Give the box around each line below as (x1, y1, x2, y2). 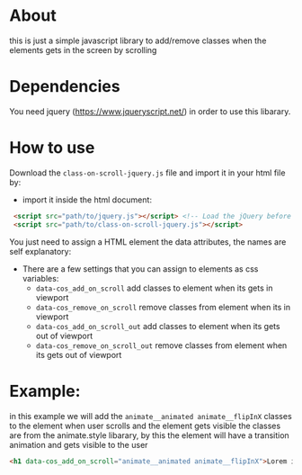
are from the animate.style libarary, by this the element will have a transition (9, 429, 289, 441)
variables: (22, 273, 59, 283)
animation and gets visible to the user (9, 439, 148, 450)
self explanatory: (9, 246, 72, 256)
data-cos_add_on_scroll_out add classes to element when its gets (35, 320, 280, 331)
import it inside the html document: (22, 194, 153, 205)
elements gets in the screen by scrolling (9, 44, 157, 55)
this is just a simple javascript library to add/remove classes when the (9, 35, 267, 46)
